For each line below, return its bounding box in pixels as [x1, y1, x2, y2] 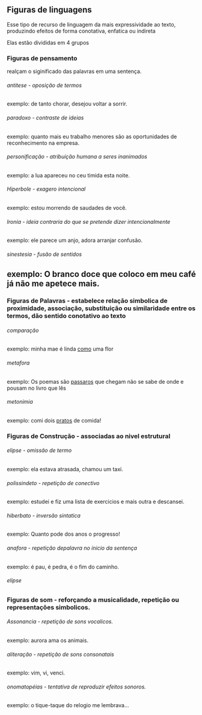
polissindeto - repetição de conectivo [7, 479, 100, 486]
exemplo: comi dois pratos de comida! [7, 416, 102, 424]
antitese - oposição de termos [7, 81, 82, 89]
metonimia [7, 398, 34, 405]
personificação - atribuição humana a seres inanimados [7, 153, 148, 160]
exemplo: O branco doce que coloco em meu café [7, 269, 196, 279]
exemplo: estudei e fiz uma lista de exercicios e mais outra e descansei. [7, 498, 185, 506]
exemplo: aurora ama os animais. [7, 637, 89, 644]
